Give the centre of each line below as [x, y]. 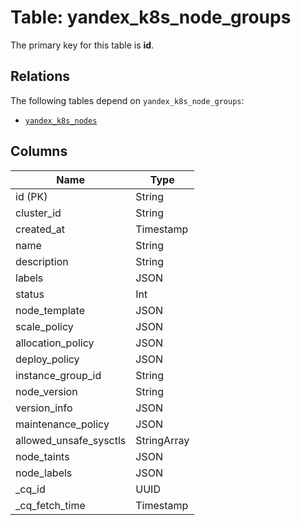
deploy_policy [47, 359]
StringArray [162, 440]
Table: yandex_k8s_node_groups [151, 17]
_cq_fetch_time [50, 505]
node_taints [42, 456]
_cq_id [30, 489]
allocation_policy [55, 343]
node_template [50, 310]
